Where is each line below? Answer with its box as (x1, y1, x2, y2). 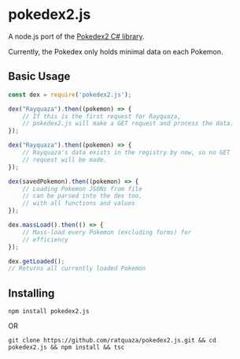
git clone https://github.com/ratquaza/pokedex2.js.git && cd (8, 337, 216, 345)
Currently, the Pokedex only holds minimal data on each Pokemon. (8, 47, 223, 56)
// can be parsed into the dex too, (22, 192, 143, 200)
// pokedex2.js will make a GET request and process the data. (22, 120, 234, 128)
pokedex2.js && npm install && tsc (8, 343, 125, 352)
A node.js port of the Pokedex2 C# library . (8, 32, 145, 41)
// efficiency (22, 235, 68, 244)
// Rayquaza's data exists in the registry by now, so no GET (22, 148, 231, 156)
